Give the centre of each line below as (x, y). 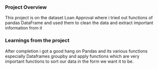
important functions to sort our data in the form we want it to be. (69, 61)
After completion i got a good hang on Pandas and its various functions (76, 51)
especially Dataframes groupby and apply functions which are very (72, 56)
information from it (24, 28)
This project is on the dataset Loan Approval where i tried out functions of (79, 18)
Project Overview (26, 7)
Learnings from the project (37, 41)
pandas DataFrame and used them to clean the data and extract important (79, 23)
